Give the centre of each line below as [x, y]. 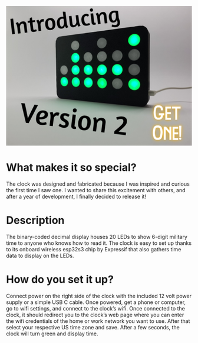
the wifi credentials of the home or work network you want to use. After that [98, 321]
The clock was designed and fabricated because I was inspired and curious [98, 184]
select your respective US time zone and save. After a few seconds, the [93, 327]
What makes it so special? [71, 168]
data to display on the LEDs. [40, 255]
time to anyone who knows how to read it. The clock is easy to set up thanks [99, 243]
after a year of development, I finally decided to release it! [76, 196]
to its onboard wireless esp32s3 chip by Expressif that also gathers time [94, 249]
